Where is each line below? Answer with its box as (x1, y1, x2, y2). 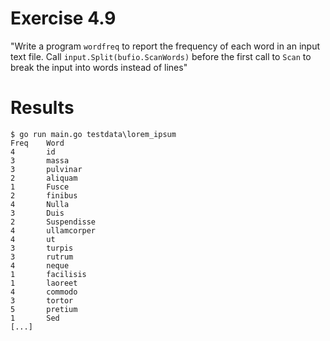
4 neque (10, 260, 70, 271)
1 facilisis (10, 269, 87, 279)
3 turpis (10, 243, 74, 253)
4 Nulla (10, 199, 70, 209)
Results (10, 97, 75, 119)
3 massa (10, 155, 70, 166)
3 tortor (10, 295, 74, 306)
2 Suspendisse (10, 217, 97, 227)
